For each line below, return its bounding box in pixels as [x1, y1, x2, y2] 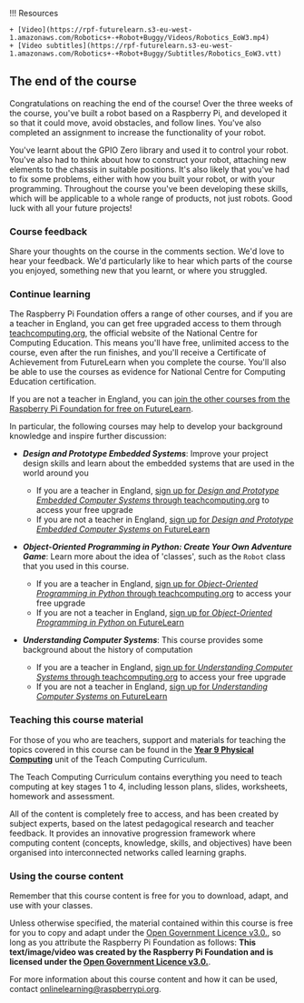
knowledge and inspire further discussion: [9, 431, 167, 442]
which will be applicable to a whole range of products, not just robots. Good [9, 193, 293, 204]
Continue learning [9, 288, 91, 301]
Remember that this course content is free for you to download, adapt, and [9, 890, 289, 901]
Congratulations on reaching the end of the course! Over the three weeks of [9, 97, 293, 108]
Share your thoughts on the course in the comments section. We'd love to [9, 246, 285, 257]
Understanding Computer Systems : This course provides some [22, 635, 263, 646]
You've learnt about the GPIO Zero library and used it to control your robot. [9, 145, 289, 155]
